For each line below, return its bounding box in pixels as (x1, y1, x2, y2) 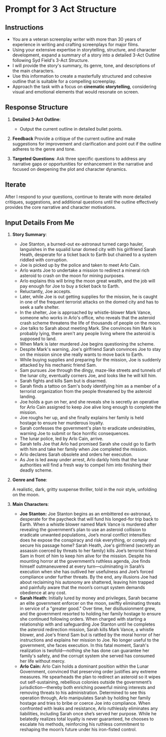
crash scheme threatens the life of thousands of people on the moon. (19, 320, 162, 326)
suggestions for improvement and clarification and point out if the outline (12, 141, 162, 147)
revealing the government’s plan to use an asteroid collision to (19, 527, 146, 533)
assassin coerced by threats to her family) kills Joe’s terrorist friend (19, 548, 158, 554)
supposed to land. (19, 336, 57, 342)
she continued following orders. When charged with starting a (19, 616, 146, 622)
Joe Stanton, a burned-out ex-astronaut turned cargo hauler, (19, 241, 144, 247)
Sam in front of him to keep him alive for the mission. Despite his (19, 553, 152, 559)
